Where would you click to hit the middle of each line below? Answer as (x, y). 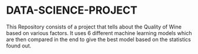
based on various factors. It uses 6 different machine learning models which (99, 33)
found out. (19, 46)
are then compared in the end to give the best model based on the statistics (99, 39)
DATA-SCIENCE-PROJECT (72, 10)
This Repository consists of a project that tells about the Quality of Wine (94, 27)
